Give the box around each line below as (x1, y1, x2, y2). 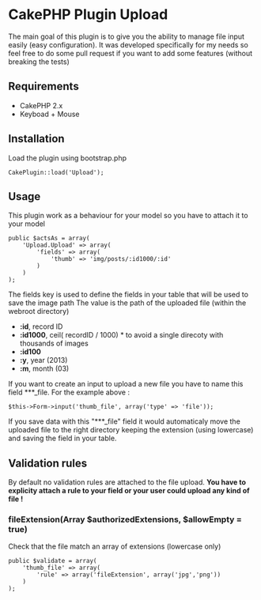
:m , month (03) (19, 364, 70, 373)
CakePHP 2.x (19, 100, 63, 110)
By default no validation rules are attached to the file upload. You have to (8, 477, 247, 487)
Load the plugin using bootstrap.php (8, 153, 127, 163)
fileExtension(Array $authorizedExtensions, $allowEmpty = (8, 514, 243, 525)
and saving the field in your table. (8, 433, 117, 443)
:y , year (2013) (19, 356, 68, 365)
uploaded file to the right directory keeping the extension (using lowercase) (8, 425, 254, 435)
